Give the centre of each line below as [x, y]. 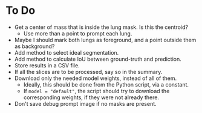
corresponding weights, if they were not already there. [91, 97]
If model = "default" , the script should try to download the [96, 91]
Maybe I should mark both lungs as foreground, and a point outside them [105, 40]
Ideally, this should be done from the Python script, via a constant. [106, 84]
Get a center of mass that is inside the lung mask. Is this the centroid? [101, 27]
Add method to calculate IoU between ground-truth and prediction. [98, 59]
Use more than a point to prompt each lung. [78, 33]
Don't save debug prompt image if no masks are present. [85, 103]
